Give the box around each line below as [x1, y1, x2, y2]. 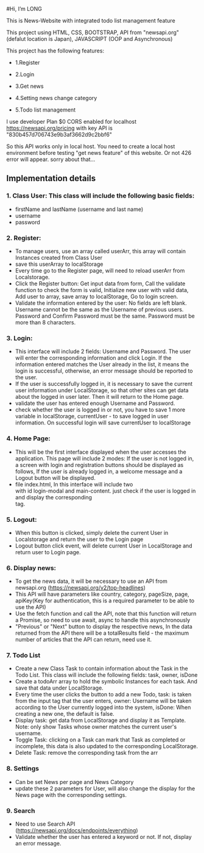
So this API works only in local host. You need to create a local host [6, 143, 175, 150]
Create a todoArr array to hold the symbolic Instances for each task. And [15, 678, 198, 685]
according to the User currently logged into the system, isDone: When [15, 704, 191, 711]
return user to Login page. [15, 548, 81, 555]
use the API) [15, 604, 46, 611]
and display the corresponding [15, 493, 93, 501]
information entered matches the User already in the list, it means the [15, 361, 189, 368]
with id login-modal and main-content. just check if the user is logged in [15, 487, 196, 494]
